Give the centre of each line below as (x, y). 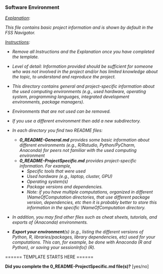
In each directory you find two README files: (57, 130)
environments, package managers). (48, 102)
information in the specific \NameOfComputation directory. (86, 208)
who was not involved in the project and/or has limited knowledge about (85, 72)
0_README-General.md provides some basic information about (84, 140)
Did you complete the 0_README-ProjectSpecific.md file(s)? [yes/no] (77, 267)
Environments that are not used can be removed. (61, 111)
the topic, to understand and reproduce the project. (64, 77)
